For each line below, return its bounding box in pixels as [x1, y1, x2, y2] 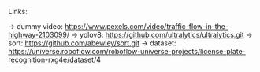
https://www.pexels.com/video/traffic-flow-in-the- [64, 22, 228, 31]
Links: [8, 7, 28, 16]
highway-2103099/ [8, 31, 69, 39]
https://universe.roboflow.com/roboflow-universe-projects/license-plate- [8, 47, 246, 56]
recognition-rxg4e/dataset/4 [8, 55, 101, 64]
